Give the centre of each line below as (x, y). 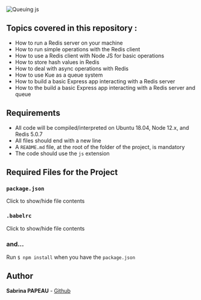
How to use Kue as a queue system (59, 75)
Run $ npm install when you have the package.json (71, 257)
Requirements (33, 113)
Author (20, 276)
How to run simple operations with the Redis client (78, 49)
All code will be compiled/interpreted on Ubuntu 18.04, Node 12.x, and (102, 127)
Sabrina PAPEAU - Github (39, 290)
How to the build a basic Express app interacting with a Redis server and (105, 88)
